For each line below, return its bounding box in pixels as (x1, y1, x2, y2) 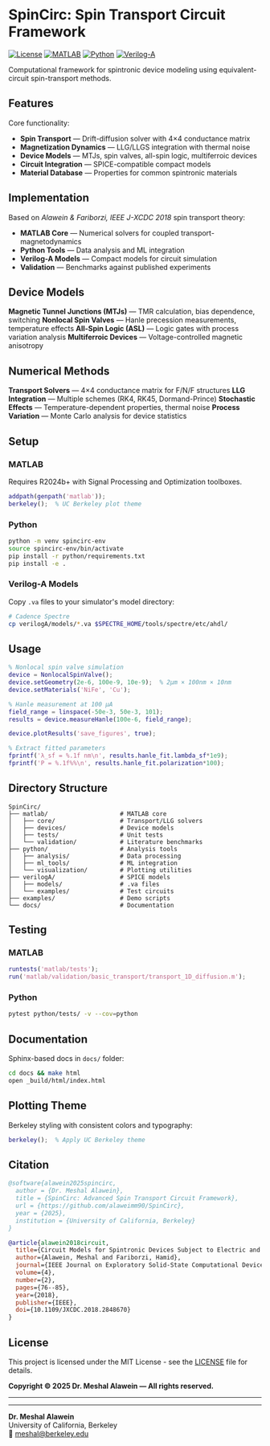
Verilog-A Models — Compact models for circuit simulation (19, 253, 217, 263)
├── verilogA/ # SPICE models (8, 873, 171, 881)
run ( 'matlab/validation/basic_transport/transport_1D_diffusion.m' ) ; (8, 973, 247, 981)
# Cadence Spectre (8, 612, 70, 621)
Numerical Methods (8, 364, 110, 378)
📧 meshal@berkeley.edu (8, 1428, 89, 1438)
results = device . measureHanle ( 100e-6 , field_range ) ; (8, 715, 193, 723)
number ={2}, (15, 1276, 56, 1284)
